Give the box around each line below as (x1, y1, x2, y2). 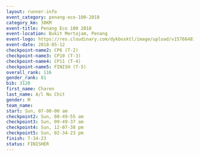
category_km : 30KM (6, 20, 52, 26)
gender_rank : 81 (6, 75, 46, 81)
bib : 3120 (6, 81, 31, 87)
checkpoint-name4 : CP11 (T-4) (6, 58, 82, 64)
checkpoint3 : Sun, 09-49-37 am (6, 119, 84, 125)
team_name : (6, 102, 33, 109)
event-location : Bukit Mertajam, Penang (6, 31, 108, 37)
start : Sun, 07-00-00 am (6, 108, 68, 114)
